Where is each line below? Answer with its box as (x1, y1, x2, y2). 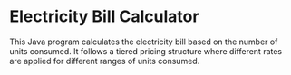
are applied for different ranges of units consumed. (9, 55, 200, 66)
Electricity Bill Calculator (9, 6, 199, 27)
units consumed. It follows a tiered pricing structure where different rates (9, 45, 283, 56)
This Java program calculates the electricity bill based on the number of (9, 36, 278, 47)
